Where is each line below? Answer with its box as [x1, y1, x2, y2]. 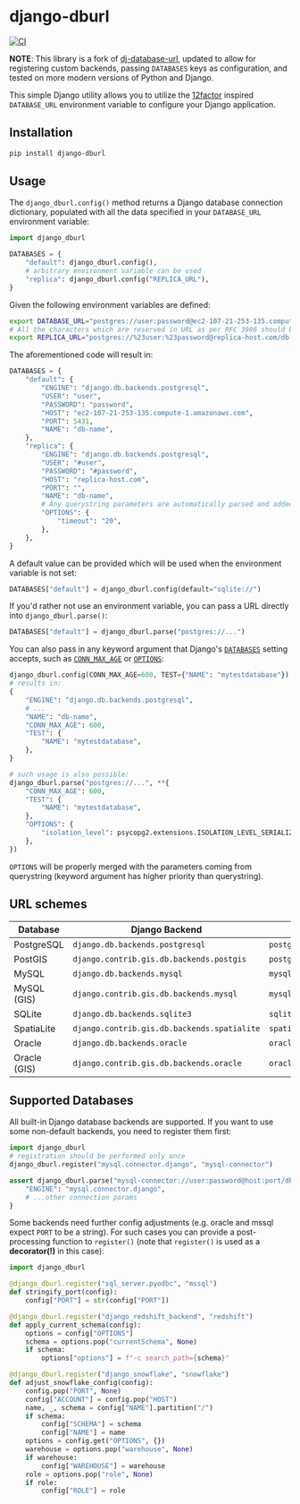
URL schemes [9, 897, 87, 912]
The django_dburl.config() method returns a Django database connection [9, 197, 284, 208]
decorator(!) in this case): [9, 1246, 104, 1257]
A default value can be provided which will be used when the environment [9, 558, 282, 568]
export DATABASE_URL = [9, 316, 90, 326]
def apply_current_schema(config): [9, 1320, 142, 1329]
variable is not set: [9, 567, 78, 578]
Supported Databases [9, 1092, 134, 1107]
